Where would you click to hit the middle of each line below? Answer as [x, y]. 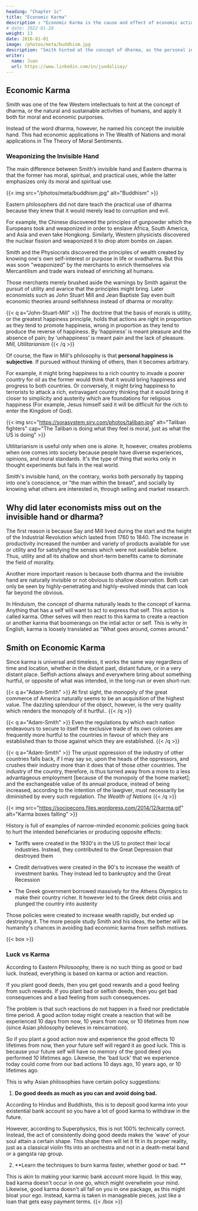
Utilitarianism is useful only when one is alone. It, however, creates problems [99, 447]
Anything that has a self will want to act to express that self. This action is [95, 611]
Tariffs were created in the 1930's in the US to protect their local [92, 844]
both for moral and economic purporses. [55, 117]
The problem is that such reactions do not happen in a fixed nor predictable [98, 1009]
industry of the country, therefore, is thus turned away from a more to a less [98, 772]
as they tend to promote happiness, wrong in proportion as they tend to [93, 326]
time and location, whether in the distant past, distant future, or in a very [94, 668]
